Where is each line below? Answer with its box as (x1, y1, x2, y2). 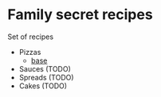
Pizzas (18, 47, 41, 56)
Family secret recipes (7, 6, 153, 24)
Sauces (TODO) (18, 64, 71, 73)
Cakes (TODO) (18, 81, 68, 91)
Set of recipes (7, 32, 53, 41)
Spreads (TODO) (18, 72, 74, 82)
